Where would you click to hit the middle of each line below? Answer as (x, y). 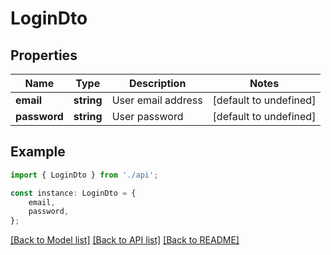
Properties (44, 55)
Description (157, 83)
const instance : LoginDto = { (73, 193)
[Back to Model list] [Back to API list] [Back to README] (125, 240)
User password (147, 116)
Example (38, 152)
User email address (157, 100)
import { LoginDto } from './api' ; (84, 175)
